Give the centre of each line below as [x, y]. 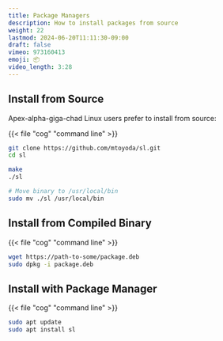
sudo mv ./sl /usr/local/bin [56, 199]
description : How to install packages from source [93, 23]
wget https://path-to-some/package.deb [74, 257]
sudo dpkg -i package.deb [51, 264]
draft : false [30, 45]
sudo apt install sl [42, 330]
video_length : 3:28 [40, 67]
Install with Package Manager [83, 288]
